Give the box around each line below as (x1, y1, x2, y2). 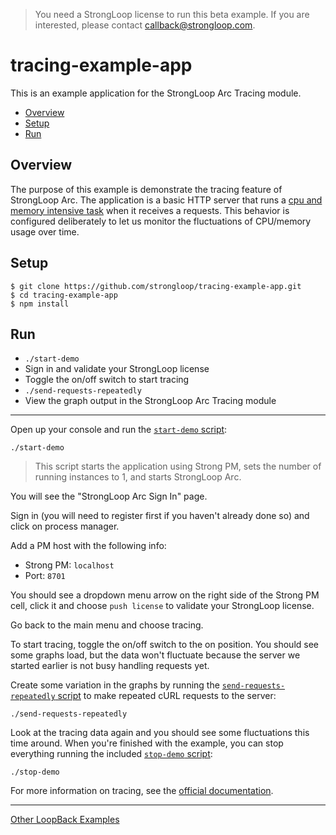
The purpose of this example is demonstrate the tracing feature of (10, 183, 283, 195)
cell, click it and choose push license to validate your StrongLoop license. (10, 600, 315, 612)
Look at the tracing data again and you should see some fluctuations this (10, 727, 310, 739)
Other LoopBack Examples (10, 814, 120, 826)
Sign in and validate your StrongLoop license (24, 363, 210, 375)
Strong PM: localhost (24, 559, 115, 571)
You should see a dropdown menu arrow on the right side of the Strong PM (10, 589, 320, 601)
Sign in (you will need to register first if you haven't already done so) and (10, 510, 310, 522)
